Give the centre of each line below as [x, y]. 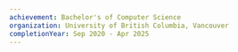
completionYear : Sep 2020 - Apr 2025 [79, 33]
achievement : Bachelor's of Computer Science [95, 17]
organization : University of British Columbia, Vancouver [119, 26]
